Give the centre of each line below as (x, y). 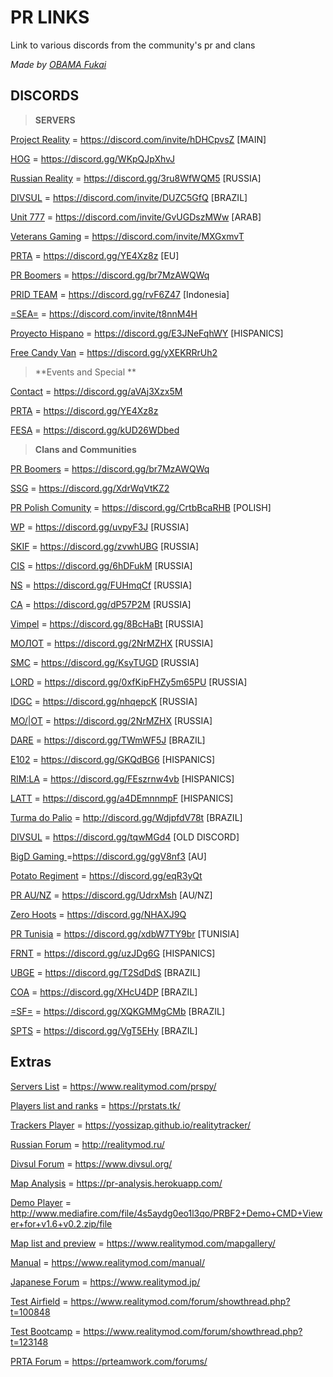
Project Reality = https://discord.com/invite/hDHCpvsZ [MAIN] (138, 139)
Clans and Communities (85, 449)
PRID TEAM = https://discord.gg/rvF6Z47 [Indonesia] (120, 294)
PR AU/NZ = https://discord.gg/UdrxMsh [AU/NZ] (111, 895)
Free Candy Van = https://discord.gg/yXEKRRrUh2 (114, 352)
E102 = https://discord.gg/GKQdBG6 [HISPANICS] (113, 759)
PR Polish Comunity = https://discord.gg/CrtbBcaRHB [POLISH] (141, 507)
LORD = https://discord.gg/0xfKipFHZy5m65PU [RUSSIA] (129, 682)
